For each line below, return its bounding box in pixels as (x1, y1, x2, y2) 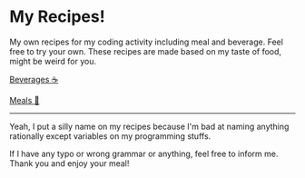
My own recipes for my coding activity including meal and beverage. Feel (9, 36, 284, 47)
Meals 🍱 (9, 94, 40, 105)
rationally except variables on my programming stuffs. (9, 130, 212, 142)
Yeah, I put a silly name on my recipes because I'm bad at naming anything (9, 121, 290, 132)
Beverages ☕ (9, 74, 59, 84)
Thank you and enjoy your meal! (9, 157, 130, 169)
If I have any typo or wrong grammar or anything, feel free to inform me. (9, 148, 279, 159)
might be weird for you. (9, 55, 97, 66)
